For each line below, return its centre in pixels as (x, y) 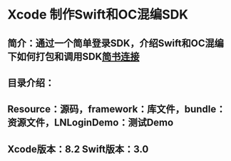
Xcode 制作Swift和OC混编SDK (98, 15)
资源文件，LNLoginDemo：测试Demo (91, 123)
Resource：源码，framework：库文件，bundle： (117, 109)
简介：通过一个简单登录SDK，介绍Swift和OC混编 (116, 43)
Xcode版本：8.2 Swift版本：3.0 (78, 149)
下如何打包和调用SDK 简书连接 (74, 57)
